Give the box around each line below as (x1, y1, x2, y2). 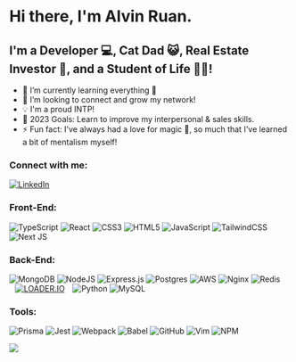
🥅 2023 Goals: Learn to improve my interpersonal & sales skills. (21, 114, 255, 124)
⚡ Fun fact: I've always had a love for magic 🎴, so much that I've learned (21, 124, 288, 135)
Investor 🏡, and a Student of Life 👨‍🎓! (9, 61, 213, 77)
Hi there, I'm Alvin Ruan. (9, 6, 193, 27)
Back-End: (9, 253, 56, 266)
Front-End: (9, 202, 58, 214)
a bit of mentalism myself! (21, 136, 118, 147)
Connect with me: (9, 159, 88, 171)
